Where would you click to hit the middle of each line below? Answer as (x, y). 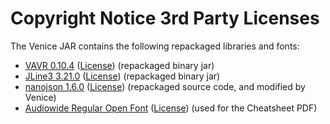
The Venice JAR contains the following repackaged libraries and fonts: (155, 46)
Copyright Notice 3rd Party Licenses (165, 18)
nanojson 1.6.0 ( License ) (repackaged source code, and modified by (165, 86)
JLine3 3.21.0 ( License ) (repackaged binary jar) (122, 76)
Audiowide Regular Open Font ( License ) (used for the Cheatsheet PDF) (171, 108)
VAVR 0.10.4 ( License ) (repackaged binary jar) (119, 65)
